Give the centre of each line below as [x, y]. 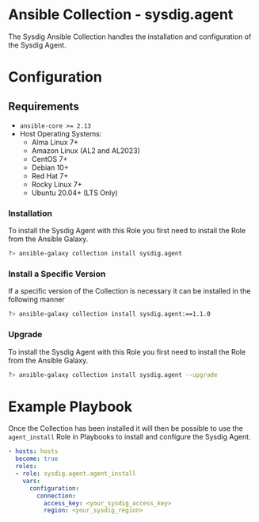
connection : [57, 496]
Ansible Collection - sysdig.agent [121, 15]
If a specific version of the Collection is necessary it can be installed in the [129, 291]
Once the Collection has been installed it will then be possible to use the [126, 428]
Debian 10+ [50, 167]
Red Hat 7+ [50, 175]
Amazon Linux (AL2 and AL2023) [86, 150]
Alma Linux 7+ [55, 142]
